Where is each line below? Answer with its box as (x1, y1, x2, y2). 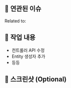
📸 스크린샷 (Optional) (4, 75, 67, 84)
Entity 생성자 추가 (11, 53, 46, 59)
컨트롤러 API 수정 (11, 47, 45, 53)
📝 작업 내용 (4, 33, 36, 42)
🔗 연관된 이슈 (4, 4, 42, 13)
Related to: (4, 18, 26, 23)
